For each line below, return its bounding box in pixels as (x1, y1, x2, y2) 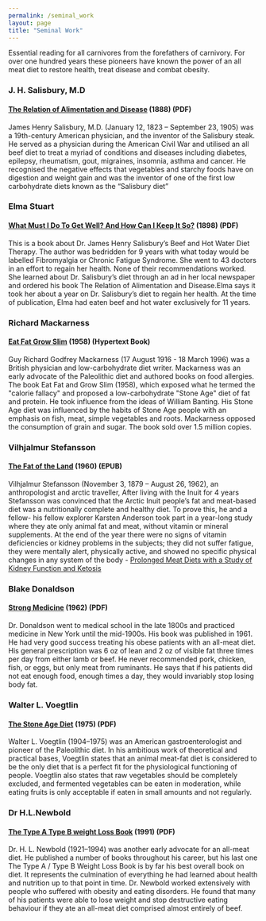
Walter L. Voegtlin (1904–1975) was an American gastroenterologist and (8, 737, 242, 746)
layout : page (8, 19, 52, 27)
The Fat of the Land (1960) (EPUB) (8, 461, 123, 471)
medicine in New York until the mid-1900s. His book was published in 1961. (8, 629, 253, 638)
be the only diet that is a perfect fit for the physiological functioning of (8, 762, 237, 772)
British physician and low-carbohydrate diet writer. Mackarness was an (8, 363, 241, 372)
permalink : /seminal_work (8, 11, 94, 20)
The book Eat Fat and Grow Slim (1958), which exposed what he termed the (8, 380, 256, 389)
